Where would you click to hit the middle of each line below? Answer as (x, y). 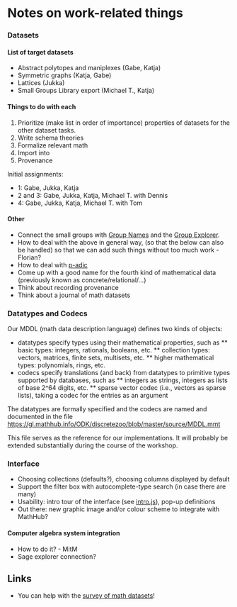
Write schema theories (51, 138)
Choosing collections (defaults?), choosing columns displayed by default (123, 479)
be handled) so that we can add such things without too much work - (118, 250)
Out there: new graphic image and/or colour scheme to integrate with (118, 509)
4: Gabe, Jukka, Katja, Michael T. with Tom (80, 203)
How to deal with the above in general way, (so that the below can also (121, 242)
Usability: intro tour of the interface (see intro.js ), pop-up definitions (116, 502)
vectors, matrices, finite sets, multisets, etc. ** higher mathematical (116, 358)
